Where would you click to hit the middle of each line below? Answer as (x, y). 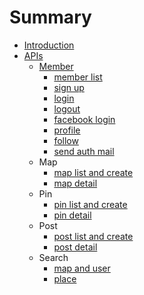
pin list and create (90, 204)
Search (53, 257)
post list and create (93, 236)
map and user (82, 268)
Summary (50, 17)
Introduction (49, 45)
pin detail (72, 215)
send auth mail (84, 151)
